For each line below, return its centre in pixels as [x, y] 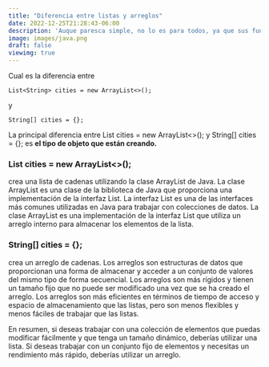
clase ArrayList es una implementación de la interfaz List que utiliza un [125, 216]
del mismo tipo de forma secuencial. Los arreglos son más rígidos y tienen [131, 279]
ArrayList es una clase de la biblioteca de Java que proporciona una [120, 190]
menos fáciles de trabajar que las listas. [74, 313]
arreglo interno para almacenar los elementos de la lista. [101, 224]
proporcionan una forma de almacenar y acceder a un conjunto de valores [131, 271]
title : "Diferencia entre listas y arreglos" [85, 16]
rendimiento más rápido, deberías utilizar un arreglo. [95, 354]
